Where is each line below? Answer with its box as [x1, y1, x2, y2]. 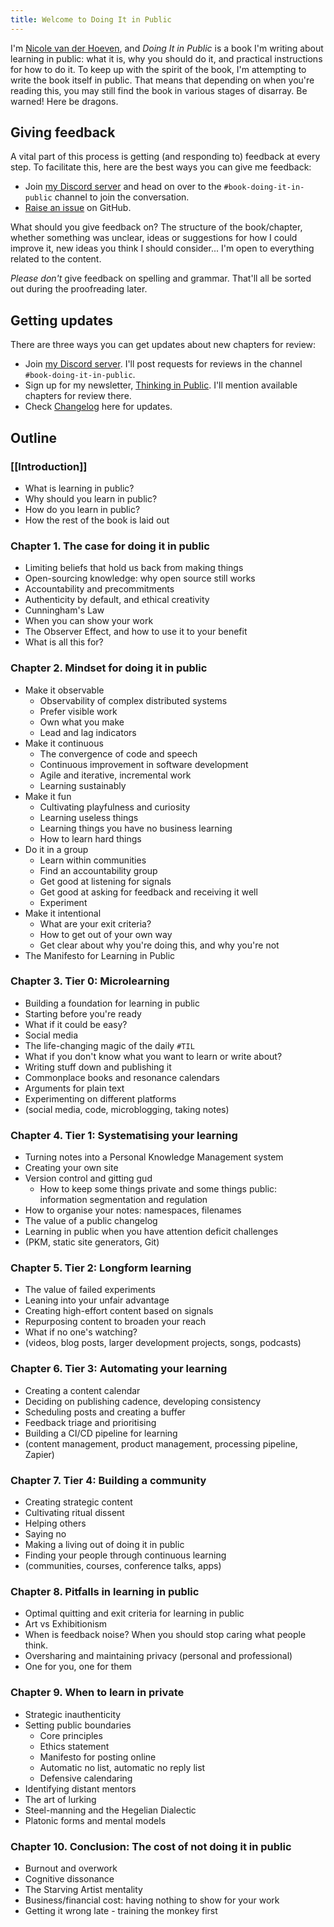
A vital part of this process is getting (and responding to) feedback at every [10, 151, 321, 163]
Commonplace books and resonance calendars [24, 1071, 220, 1083]
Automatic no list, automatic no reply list [39, 1761, 206, 1773]
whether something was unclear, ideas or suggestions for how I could [10, 232, 298, 244]
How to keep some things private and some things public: [39, 1183, 278, 1195]
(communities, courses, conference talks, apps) [24, 1560, 222, 1572]
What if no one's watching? [24, 1326, 138, 1338]
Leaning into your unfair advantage [24, 1294, 170, 1306]
